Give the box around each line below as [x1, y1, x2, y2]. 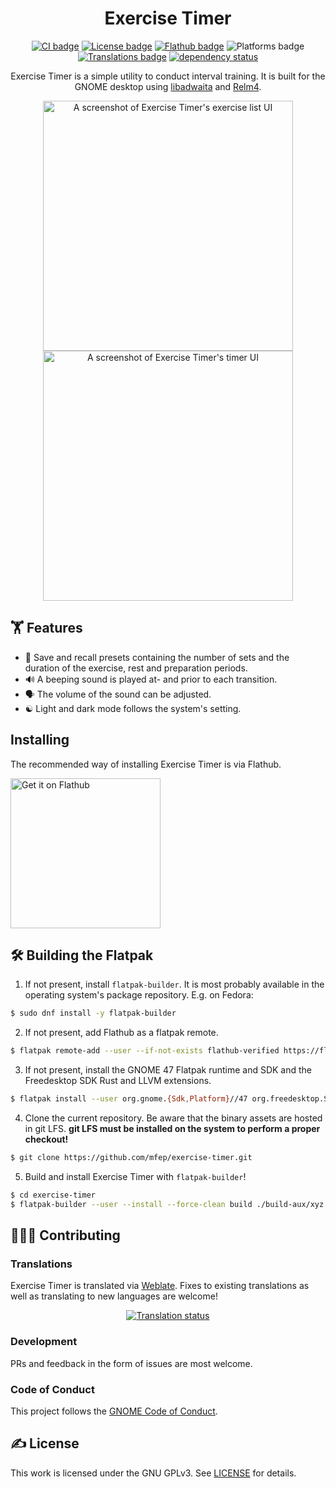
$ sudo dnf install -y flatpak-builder [10, 1008, 177, 1019]
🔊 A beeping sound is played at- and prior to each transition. [24, 673, 278, 685]
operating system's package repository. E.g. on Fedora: [24, 989, 254, 1001]
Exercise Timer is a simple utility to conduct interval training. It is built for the [10, 70, 326, 82]
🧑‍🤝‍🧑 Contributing [10, 1227, 121, 1244]
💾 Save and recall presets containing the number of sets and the [24, 651, 290, 663]
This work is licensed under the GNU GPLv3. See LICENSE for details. [10, 1467, 297, 1479]
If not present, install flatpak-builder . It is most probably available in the [24, 978, 325, 991]
